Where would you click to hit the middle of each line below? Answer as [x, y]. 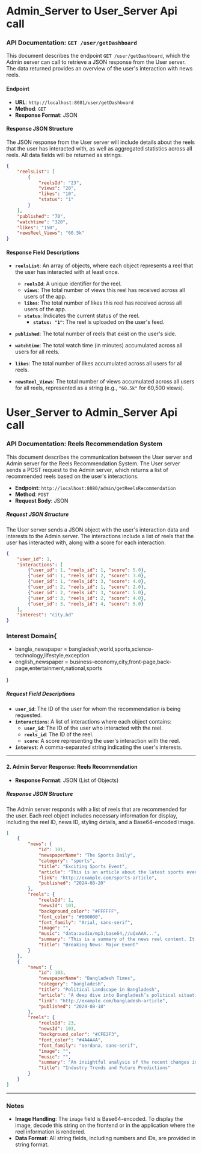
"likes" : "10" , [57, 194]
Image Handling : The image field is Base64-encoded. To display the [99, 1119]
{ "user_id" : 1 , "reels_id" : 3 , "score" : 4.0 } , [87, 582]
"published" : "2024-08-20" [72, 883]
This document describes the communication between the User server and [99, 457]
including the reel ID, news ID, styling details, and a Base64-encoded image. [101, 822]
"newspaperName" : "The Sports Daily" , [87, 855]
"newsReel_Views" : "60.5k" [51, 233]
